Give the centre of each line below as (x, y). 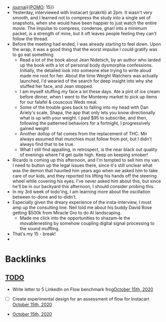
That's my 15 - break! (34, 234)
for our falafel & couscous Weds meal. (59, 102)
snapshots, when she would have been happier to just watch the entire (84, 23)
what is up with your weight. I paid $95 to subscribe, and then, (83, 118)
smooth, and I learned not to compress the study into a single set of (82, 18)
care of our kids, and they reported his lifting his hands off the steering (84, 176)
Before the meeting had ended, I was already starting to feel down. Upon (86, 44)
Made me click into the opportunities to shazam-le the (75, 218)
